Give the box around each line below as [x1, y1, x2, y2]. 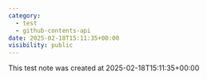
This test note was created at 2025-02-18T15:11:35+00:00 [8, 63, 200, 73]
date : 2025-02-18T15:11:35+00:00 [8, 34, 120, 42]
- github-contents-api [15, 26, 91, 34]
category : [8, 11, 42, 20]
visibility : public [8, 41, 74, 49]
